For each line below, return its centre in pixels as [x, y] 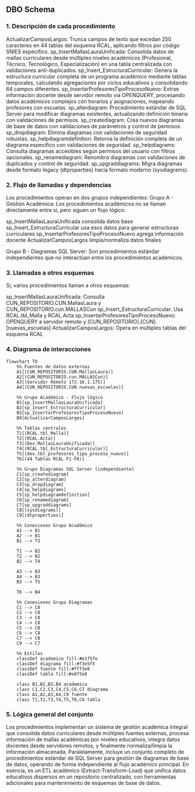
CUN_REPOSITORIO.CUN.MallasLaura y [54, 303]
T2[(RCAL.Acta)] [36, 438]
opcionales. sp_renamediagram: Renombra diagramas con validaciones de [96, 157]
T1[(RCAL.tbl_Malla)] [43, 433]
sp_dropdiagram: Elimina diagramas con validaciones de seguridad [87, 132]
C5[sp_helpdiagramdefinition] [53, 495]
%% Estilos [30, 653]
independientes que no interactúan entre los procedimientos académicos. [95, 258]
